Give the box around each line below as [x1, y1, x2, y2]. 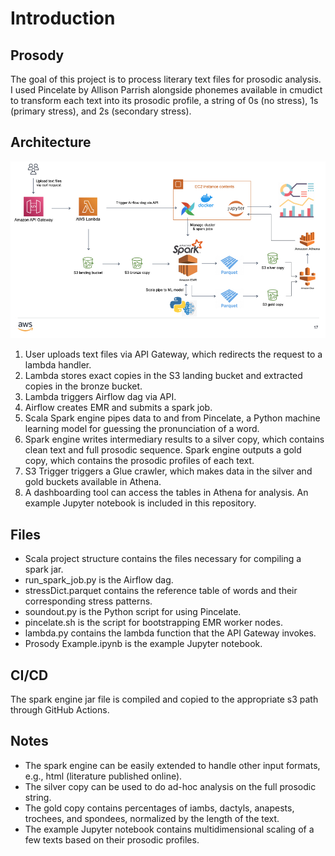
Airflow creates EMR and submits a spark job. [24, 402, 213, 414]
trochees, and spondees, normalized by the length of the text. [24, 812, 280, 824]
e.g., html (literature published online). [24, 770, 183, 782]
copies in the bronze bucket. [24, 380, 143, 392]
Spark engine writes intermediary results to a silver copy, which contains [24, 433, 325, 446]
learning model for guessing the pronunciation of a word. [24, 423, 260, 435]
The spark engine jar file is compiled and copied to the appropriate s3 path [10, 693, 319, 705]
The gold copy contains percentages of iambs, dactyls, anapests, [24, 802, 295, 814]
